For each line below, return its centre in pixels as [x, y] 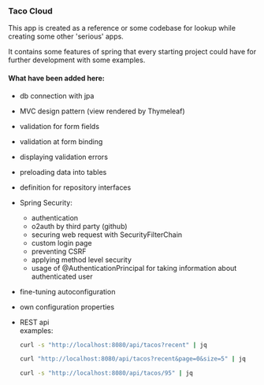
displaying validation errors [64, 157]
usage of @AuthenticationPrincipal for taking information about [134, 268]
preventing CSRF [59, 251]
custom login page [61, 242]
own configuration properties [67, 307]
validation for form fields [59, 126]
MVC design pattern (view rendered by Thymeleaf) [102, 111]
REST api [34, 322]
